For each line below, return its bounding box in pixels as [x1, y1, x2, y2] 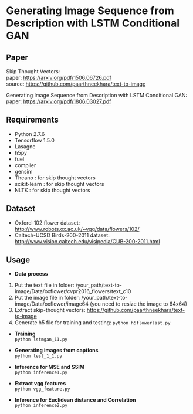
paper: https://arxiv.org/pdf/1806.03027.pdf [6, 98, 111, 105]
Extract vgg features [14, 380, 66, 387]
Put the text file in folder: [14, 281, 75, 289]
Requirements [6, 115, 59, 125]
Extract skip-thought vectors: [14, 307, 86, 314]
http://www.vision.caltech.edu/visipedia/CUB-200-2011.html [14, 237, 160, 245]
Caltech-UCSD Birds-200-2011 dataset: [14, 232, 110, 239]
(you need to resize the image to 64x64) [90, 300, 188, 307]
